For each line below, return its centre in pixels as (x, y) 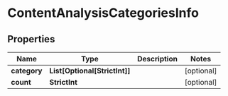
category (27, 71)
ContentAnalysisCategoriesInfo (103, 13)
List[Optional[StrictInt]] (90, 71)
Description (157, 59)
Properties (31, 39)
